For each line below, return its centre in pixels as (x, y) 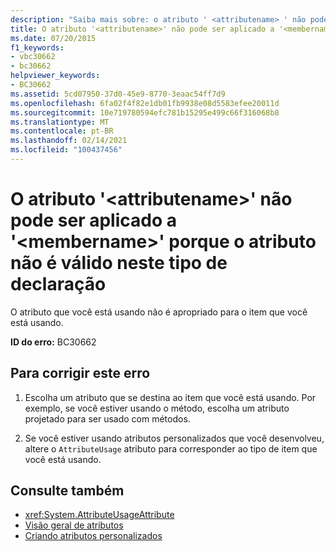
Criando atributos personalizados (93, 536)
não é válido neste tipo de (119, 263)
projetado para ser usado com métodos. (107, 418)
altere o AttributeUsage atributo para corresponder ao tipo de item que (171, 448)
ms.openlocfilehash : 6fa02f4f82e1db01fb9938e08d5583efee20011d (145, 103)
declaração (58, 284)
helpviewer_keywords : (55, 76)
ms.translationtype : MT (60, 122)
